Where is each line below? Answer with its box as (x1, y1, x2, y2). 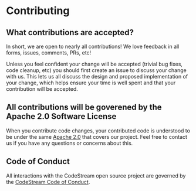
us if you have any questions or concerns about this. (6, 139, 133, 146)
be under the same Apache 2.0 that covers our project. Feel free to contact (6, 133, 188, 140)
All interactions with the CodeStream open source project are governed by (6, 172, 186, 179)
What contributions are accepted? (6, 28, 134, 37)
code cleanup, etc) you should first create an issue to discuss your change (6, 67, 187, 74)
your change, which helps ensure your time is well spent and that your (6, 79, 176, 86)
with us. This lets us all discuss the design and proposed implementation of (6, 73, 188, 80)
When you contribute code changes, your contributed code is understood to (6, 127, 191, 134)
